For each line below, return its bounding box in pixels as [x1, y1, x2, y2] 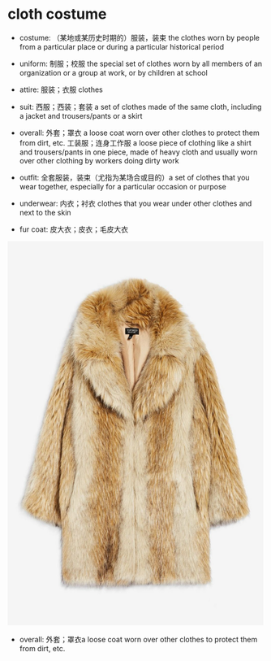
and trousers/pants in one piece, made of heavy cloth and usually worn [19, 147, 258, 157]
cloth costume [7, 5, 107, 24]
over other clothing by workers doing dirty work [19, 155, 179, 165]
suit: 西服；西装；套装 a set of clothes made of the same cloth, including [19, 102, 262, 111]
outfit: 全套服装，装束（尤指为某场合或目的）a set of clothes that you [19, 172, 250, 182]
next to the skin [19, 207, 71, 217]
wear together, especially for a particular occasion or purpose [19, 181, 226, 191]
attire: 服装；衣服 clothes [19, 85, 103, 94]
